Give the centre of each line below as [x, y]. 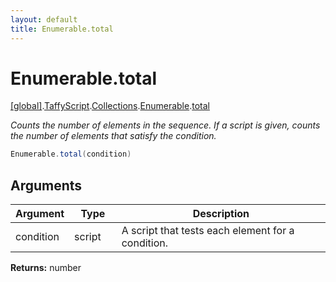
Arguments [46, 185]
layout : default [44, 19]
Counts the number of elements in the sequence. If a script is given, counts [165, 125]
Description [221, 214]
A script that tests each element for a [208, 231]
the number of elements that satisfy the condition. [113, 136]
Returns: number [46, 268]
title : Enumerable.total [62, 29]
